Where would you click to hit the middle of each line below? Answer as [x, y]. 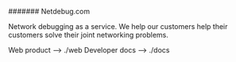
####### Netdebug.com [49, 11]
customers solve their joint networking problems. [89, 35]
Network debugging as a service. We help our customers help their [118, 26]
